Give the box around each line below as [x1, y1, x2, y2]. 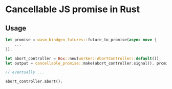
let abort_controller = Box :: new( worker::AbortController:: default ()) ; [5, 56, 161, 61]
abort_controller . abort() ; [5, 79, 63, 84]
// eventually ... [5, 70, 45, 75]
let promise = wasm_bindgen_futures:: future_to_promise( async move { [5, 37, 157, 42]
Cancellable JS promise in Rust [5, 4, 140, 15]
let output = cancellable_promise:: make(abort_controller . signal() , [5, 61, 155, 66]
